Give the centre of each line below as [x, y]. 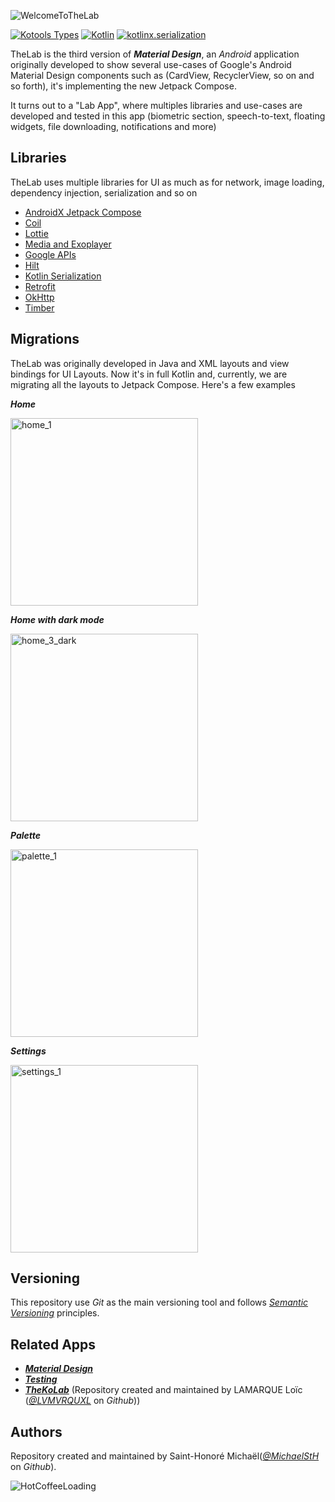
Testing [41, 1379]
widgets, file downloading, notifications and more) [113, 126]
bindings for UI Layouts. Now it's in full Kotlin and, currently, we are [149, 374]
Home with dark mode [57, 619]
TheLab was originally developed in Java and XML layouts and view [150, 363]
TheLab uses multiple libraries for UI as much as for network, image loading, [167, 182]
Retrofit [40, 286]
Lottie [36, 233]
